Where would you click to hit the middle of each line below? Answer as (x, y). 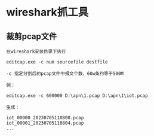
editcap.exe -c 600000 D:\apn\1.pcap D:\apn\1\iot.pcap (77, 96)
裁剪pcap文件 (32, 36)
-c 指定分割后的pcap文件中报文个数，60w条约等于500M (65, 74)
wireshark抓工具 (47, 12)
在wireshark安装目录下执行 (36, 52)
